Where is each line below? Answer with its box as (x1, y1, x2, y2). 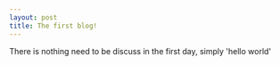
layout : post (9, 12, 58, 22)
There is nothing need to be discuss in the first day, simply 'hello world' (9, 45, 272, 56)
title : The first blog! (9, 21, 98, 30)
